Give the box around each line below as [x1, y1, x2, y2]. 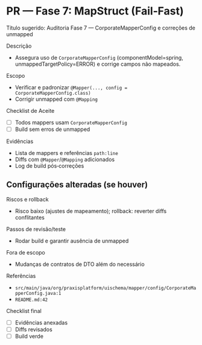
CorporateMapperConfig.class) [14, 90, 92, 96]
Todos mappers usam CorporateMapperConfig [14, 119, 128, 126]
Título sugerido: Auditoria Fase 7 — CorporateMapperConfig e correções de [6, 24, 196, 31]
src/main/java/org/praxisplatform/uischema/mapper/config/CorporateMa [14, 285, 197, 291]
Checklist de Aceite [6, 107, 55, 114]
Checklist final [6, 307, 42, 314]
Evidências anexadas [14, 318, 68, 326]
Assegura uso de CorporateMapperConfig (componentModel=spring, [14, 54, 184, 61]
